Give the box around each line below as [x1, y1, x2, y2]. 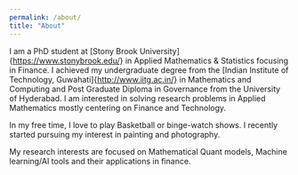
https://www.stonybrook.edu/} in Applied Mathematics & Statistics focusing [12, 55, 289, 66]
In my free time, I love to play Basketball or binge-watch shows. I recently [9, 119, 278, 130]
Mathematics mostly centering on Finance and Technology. [9, 102, 227, 113]
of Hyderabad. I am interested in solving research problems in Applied [9, 92, 266, 103]
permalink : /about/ [9, 12, 82, 22]
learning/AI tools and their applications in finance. [9, 155, 191, 166]
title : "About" [9, 21, 66, 30]
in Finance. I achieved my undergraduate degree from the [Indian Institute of [9, 64, 289, 76]
